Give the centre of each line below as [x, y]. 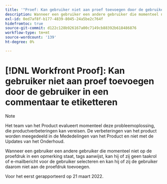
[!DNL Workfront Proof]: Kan [65, 70]
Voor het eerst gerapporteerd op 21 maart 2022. [54, 176]
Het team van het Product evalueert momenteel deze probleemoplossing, [80, 125]
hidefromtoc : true [24, 23]
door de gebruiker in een [57, 92]
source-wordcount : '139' [31, 38]
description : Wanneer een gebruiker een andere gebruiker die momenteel [82, 14]
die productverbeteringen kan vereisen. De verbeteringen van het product [81, 131]
